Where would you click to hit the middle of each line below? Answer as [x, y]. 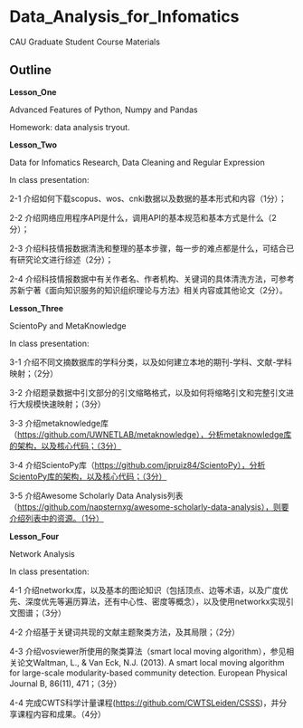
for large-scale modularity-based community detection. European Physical [148, 673]
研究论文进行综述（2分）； [65, 259]
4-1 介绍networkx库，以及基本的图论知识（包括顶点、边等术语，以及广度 [145, 589]
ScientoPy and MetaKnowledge [68, 326]
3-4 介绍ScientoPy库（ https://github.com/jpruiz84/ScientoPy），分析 [137, 465]
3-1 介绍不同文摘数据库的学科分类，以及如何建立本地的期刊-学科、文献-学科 [151, 362]
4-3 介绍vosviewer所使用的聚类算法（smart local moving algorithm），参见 [148, 651]
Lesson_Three [37, 308]
